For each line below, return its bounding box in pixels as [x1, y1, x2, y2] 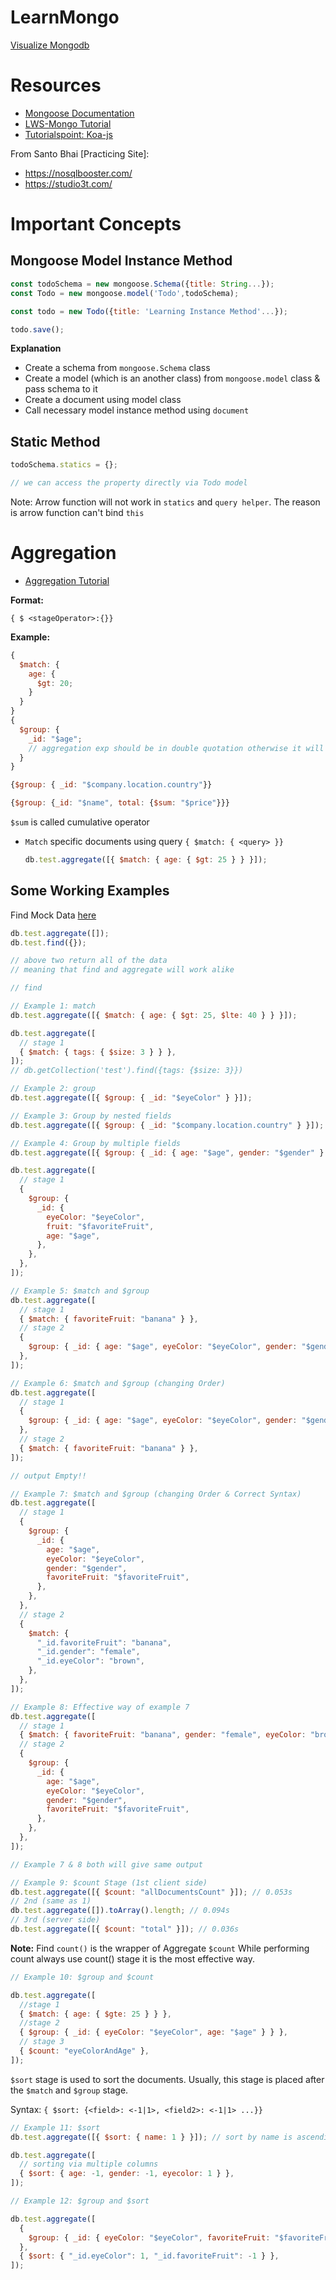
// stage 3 [19, 2037, 65, 2047]
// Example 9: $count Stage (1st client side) [10, 1877, 208, 1888]
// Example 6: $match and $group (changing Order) [10, 1378, 226, 1388]
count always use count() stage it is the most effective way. [10, 1952, 255, 1965]
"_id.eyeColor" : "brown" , [36, 1656, 145, 1666]
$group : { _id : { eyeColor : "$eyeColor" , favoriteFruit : [28, 2232, 271, 2243]
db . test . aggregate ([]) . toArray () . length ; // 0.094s [10, 1906, 230, 1916]
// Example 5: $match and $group [10, 1286, 150, 1296]
